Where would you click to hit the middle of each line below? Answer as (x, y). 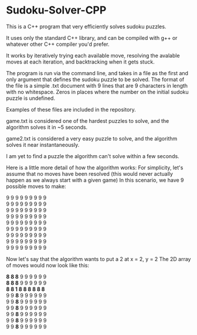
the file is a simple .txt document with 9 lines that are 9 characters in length (97, 85)
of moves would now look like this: (48, 265)
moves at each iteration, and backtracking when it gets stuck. (80, 62)
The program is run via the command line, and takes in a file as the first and (97, 73)
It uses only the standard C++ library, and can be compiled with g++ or (92, 38)
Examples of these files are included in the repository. (71, 109)
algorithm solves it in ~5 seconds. (47, 127)
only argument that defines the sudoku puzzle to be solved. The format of (95, 79)
